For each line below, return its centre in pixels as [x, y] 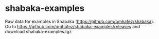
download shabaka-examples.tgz [38, 31]
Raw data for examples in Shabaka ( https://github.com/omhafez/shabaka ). [80, 21]
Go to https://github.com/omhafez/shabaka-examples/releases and [72, 26]
